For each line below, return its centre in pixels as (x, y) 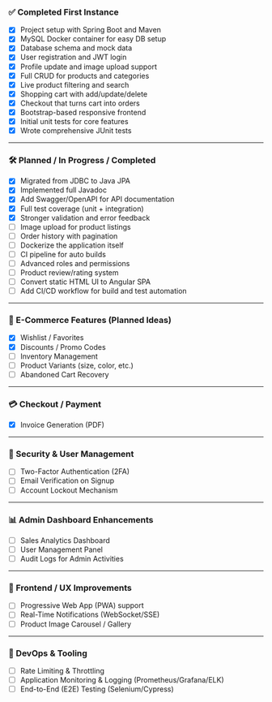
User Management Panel (62, 549)
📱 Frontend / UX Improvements (70, 588)
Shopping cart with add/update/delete (84, 94)
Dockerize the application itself (72, 245)
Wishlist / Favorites (52, 338)
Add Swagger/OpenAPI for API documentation (97, 199)
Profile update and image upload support (89, 67)
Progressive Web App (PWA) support (82, 605)
